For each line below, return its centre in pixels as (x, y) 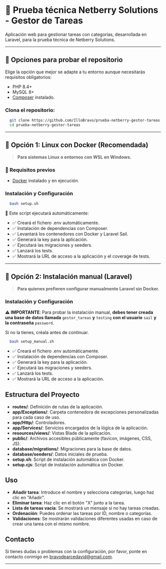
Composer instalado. (34, 97)
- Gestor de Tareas (44, 21)
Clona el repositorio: (30, 110)
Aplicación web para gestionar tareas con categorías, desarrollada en (76, 34)
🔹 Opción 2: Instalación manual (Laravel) (69, 277)
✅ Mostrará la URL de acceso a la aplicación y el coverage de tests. (81, 256)
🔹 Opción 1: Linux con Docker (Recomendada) (77, 145)
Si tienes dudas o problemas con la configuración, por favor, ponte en (76, 551)
